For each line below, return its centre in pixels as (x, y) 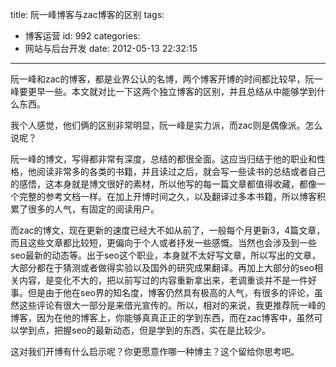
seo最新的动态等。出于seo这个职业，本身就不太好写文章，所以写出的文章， (165, 255)
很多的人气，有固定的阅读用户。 (93, 209)
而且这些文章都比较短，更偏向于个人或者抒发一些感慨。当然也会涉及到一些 (163, 242)
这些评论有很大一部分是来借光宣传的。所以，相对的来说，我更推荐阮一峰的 (172, 305)
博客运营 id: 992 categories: (82, 36)
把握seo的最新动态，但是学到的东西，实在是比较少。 (162, 330)
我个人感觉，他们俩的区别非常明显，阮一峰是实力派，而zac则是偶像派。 (158, 125)
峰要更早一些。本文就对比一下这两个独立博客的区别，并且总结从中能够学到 (163, 91)
